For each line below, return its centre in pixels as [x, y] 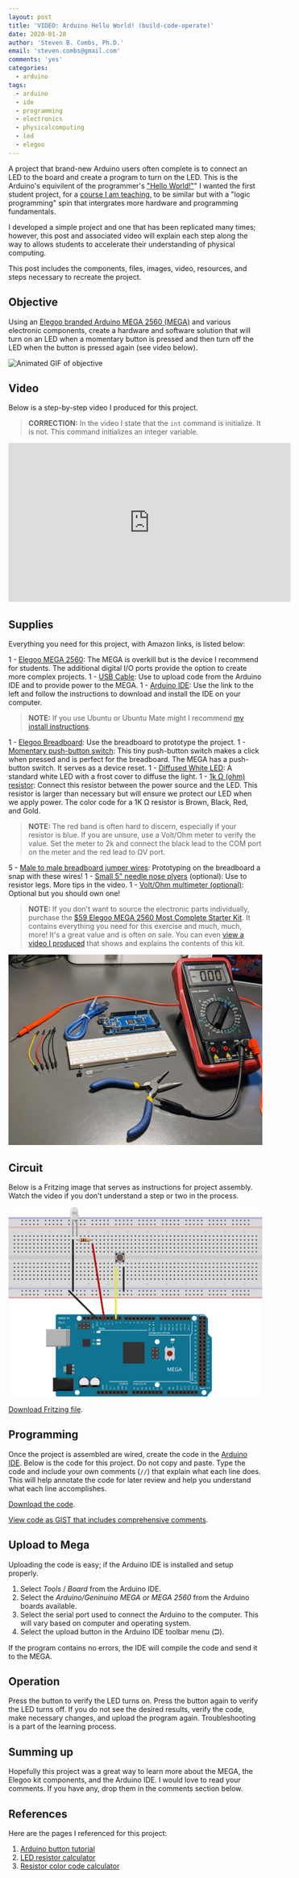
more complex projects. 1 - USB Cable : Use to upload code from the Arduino [135, 677]
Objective [33, 302]
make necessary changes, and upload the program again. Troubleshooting [132, 1718]
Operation [34, 1681]
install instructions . [59, 727]
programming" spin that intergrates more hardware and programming [123, 202]
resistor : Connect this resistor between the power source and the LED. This [133, 785]
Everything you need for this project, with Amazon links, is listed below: [127, 644]
